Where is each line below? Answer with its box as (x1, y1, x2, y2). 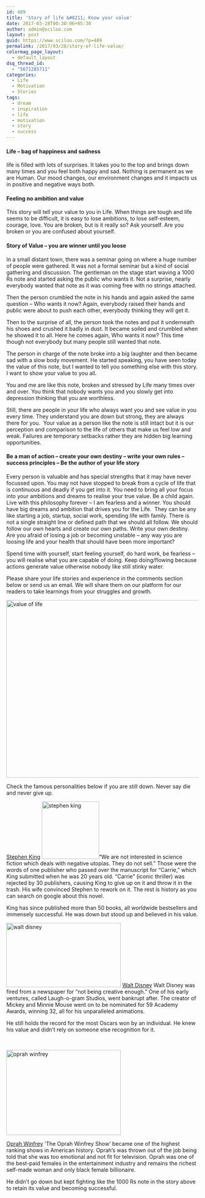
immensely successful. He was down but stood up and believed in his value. (6, 911, 198, 918)
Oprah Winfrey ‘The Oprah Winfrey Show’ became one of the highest (6, 1140, 180, 1147)
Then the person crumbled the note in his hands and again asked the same (6, 294, 195, 301)
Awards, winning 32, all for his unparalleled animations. (6, 1007, 145, 1015)
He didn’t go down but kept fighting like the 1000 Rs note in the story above (6, 1178, 196, 1185)
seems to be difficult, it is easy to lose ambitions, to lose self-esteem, (6, 215, 181, 222)
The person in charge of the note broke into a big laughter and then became (6, 350, 197, 357)
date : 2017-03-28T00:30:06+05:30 (6, 20, 92, 26)
